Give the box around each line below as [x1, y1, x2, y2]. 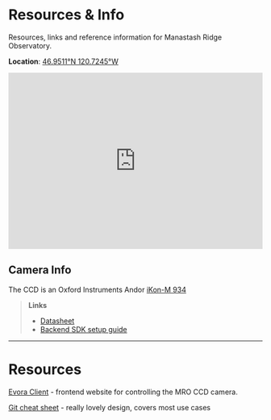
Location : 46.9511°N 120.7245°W [8, 56, 119, 66]
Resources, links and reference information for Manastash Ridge [8, 32, 223, 42]
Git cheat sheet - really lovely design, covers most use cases [8, 402, 211, 412]
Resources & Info [8, 6, 125, 24]
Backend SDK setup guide [40, 324, 127, 334]
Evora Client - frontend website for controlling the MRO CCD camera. [8, 387, 238, 397]
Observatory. [8, 40, 52, 50]
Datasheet [40, 316, 75, 326]
